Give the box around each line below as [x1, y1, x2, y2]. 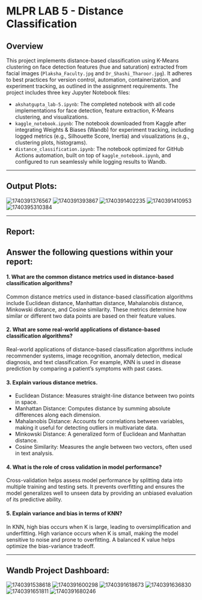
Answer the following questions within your [6, 247, 173, 257]
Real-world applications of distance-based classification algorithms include [6, 346, 194, 353]
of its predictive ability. [6, 496, 63, 503]
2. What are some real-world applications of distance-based [6, 326, 161, 333]
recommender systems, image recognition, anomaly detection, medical [6, 352, 182, 359]
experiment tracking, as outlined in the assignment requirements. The [6, 82, 179, 90]
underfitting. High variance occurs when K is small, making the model [6, 530, 179, 537]
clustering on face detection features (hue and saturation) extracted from [6, 63, 188, 70]
